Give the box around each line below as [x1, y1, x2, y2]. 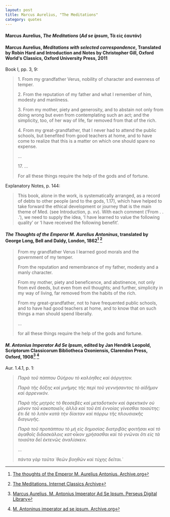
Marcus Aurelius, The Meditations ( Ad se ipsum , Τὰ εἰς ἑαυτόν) [5, 33, 142, 39]
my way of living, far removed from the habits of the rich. [17, 290, 137, 296]
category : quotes [5, 17, 42, 22]
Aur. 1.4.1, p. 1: [5, 365, 34, 371]
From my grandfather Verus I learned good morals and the [17, 249, 139, 255]
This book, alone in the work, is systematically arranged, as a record [17, 192, 160, 199]
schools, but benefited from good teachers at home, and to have [17, 133, 153, 139]
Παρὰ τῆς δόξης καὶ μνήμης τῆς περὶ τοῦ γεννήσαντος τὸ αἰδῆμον [17, 384, 158, 391]
